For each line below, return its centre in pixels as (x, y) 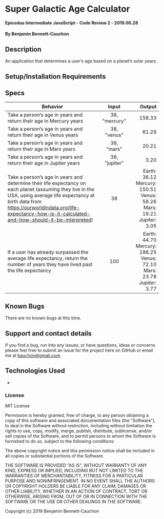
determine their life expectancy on (47, 183)
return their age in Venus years (43, 135)
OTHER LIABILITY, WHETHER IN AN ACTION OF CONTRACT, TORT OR (76, 491)
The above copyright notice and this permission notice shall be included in (80, 451)
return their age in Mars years (41, 149)
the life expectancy (29, 270)
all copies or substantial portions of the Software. (54, 456)
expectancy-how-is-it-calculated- (49, 214)
